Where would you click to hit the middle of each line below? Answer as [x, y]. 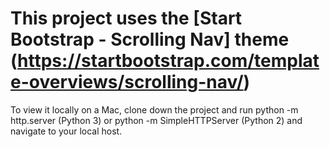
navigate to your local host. [66, 131]
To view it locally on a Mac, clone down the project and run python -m [154, 109]
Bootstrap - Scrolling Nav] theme [150, 39]
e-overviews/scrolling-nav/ [127, 82]
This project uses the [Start [126, 18]
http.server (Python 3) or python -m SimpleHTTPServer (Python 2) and [156, 120]
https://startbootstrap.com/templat [168, 61]
